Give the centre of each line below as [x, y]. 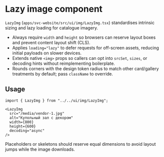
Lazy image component [54, 9]
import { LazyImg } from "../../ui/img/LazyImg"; [57, 101]
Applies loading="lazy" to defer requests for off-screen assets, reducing [85, 48]
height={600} [23, 126]
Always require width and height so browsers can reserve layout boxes [84, 37]
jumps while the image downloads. [40, 149]
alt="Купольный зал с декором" [41, 118]
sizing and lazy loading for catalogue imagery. [52, 27]
